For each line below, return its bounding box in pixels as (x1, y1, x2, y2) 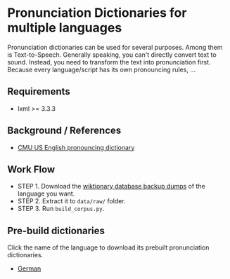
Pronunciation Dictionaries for (7, 5, 187, 21)
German (17, 264, 41, 273)
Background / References (7, 125, 122, 137)
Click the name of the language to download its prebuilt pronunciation (7, 243, 210, 252)
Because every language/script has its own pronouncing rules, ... (7, 65, 196, 74)
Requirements (7, 86, 70, 97)
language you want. (17, 189, 75, 198)
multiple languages (7, 20, 122, 36)
